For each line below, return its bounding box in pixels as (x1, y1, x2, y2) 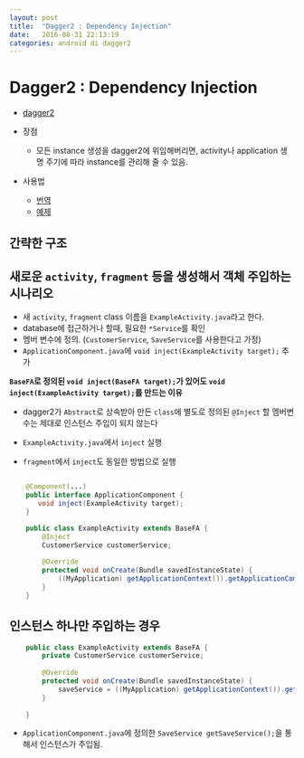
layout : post (9, 13, 59, 23)
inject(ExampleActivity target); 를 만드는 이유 (9, 387, 183, 398)
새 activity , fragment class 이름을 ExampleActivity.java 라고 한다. (22, 311, 265, 322)
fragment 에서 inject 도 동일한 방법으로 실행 (22, 456, 176, 467)
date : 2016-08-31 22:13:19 (9, 30, 119, 39)
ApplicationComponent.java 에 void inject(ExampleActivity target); (22, 346, 280, 356)
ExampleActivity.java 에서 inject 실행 (22, 437, 163, 448)
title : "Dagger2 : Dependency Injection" (9, 22, 172, 31)
